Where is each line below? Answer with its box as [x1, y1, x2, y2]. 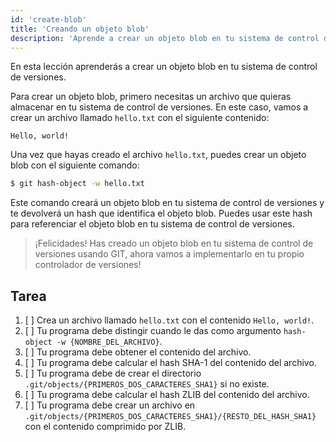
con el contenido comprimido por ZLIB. [24, 421, 187, 433]
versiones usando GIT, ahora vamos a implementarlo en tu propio [34, 248, 305, 260]
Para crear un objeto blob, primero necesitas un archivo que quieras [10, 91, 292, 103]
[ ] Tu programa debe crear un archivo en [24, 399, 196, 411]
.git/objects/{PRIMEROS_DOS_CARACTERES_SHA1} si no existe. [24, 378, 270, 390]
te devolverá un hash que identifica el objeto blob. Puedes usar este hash [10, 207, 313, 220]
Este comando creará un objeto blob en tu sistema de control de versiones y [10, 197, 325, 209]
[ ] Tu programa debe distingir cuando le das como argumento [24, 325, 282, 337]
